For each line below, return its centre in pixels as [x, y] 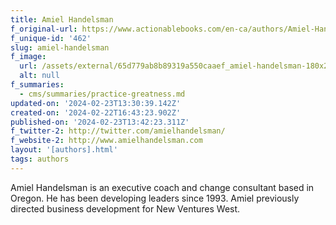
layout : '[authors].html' [64, 150]
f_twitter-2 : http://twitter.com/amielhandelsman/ [118, 131]
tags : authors [40, 159]
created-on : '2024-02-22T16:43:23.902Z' [96, 112]
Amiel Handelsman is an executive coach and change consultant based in [162, 187]
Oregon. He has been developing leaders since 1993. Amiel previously [155, 198]
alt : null [39, 76]
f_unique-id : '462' [51, 38]
